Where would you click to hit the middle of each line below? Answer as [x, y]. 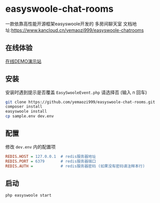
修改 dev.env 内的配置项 [30, 147]
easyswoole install [26, 111]
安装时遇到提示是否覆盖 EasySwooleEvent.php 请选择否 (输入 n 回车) [76, 92]
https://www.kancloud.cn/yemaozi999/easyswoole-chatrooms [77, 30]
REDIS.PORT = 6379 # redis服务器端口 [51, 161]
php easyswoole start [29, 195]
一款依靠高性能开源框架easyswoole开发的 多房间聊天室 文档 [69, 24]
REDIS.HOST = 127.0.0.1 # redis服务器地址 [51, 156]
